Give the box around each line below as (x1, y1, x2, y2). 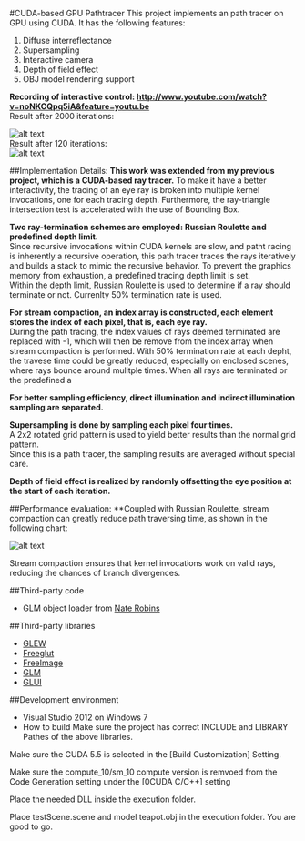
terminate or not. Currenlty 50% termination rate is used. (9, 289, 223, 299)
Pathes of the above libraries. (22, 732, 134, 742)
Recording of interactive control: (9, 91, 136, 102)
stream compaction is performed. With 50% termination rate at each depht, (9, 346, 292, 356)
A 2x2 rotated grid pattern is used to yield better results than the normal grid (9, 430, 296, 440)
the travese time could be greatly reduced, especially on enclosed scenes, (9, 355, 290, 366)
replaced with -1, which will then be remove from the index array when (9, 336, 274, 347)
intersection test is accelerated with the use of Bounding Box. (9, 204, 240, 215)
